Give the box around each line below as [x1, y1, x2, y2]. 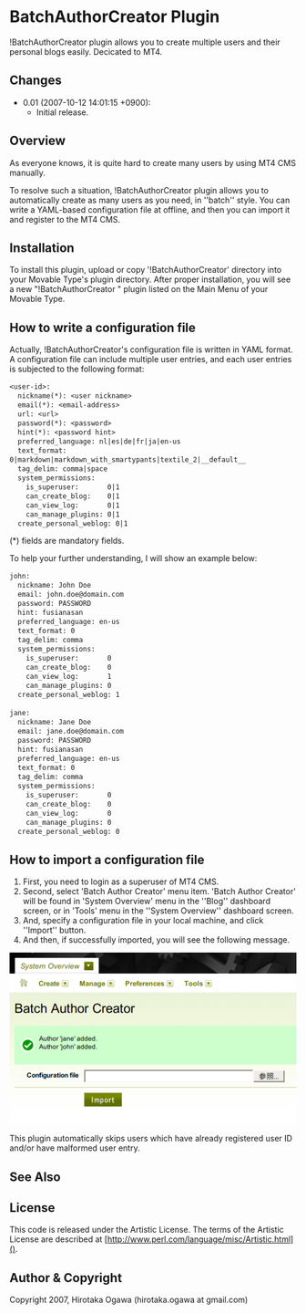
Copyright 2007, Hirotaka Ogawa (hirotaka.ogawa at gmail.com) [9, 1294, 249, 1306]
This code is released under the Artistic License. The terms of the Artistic [9, 1225, 284, 1236]
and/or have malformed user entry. [9, 1142, 140, 1153]
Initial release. [36, 107, 89, 118]
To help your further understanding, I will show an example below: [9, 553, 258, 564]
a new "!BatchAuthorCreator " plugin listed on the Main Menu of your [9, 284, 269, 295]
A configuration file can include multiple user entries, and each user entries [9, 354, 292, 365]
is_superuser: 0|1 [25, 483, 120, 492]
